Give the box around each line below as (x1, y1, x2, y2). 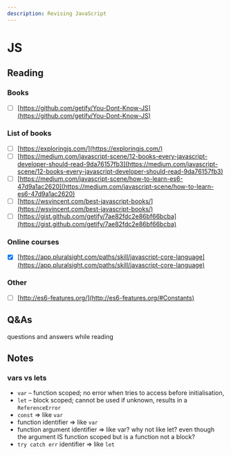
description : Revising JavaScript (7, 10, 107, 17)
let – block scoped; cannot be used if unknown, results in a (17, 396, 188, 405)
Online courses (7, 238, 60, 247)
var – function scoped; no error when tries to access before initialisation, (17, 389, 225, 397)
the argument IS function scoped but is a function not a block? (17, 433, 196, 441)
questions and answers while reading (7, 332, 114, 340)
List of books (7, 128, 52, 138)
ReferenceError (17, 405, 62, 412)
